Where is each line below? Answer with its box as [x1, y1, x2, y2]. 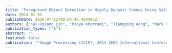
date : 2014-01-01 [5, 12, 42, 17]
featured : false [5, 36, 40, 41]
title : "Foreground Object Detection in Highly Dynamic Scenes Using [5, 7, 157, 13]
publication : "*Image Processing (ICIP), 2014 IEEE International [5, 40, 150, 45]
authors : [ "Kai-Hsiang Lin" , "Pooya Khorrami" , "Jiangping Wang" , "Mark [5, 21, 164, 27]
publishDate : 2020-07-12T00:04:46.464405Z [5, 17, 97, 22]
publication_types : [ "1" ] [5, 26, 60, 31]
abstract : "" [5, 31, 33, 36]
